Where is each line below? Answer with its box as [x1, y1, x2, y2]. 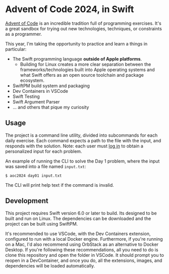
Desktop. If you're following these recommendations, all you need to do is [5, 246, 158, 253]
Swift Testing [12, 93, 40, 99]
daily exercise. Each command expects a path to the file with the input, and [5, 137, 161, 143]
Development [5, 197, 49, 205]
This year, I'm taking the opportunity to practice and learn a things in [5, 40, 148, 46]
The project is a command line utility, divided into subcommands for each [5, 132, 158, 138]
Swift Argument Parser [12, 98, 60, 104]
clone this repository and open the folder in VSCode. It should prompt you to [5, 252, 164, 258]
